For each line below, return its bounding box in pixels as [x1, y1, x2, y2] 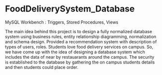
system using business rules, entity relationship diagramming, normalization [5, 34, 156, 39]
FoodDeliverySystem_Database [5, 3, 135, 14]
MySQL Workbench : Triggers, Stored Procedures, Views [5, 19, 118, 25]
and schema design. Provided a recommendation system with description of [5, 38, 157, 44]
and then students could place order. [5, 64, 78, 70]
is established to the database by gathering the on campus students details [5, 59, 155, 65]
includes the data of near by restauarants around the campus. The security [5, 54, 155, 60]
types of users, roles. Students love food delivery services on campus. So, [5, 44, 153, 50]
